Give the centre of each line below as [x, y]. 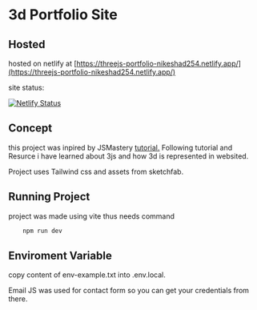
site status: [26, 87]
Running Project [49, 197]
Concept [30, 129]
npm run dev [42, 231]
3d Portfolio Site [63, 15]
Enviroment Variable [60, 255]
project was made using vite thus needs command [91, 216]
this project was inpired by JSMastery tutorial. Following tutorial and [120, 147]
